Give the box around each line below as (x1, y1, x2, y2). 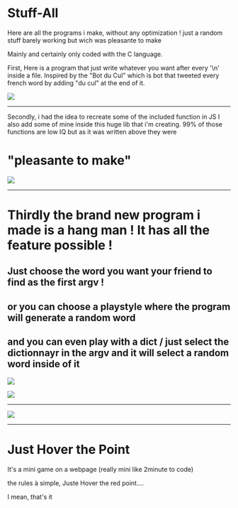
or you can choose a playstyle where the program (7, 301, 231, 313)
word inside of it (7, 358, 80, 370)
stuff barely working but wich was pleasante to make (7, 36, 161, 44)
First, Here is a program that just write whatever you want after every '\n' (7, 63, 220, 72)
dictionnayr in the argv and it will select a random (7, 347, 229, 360)
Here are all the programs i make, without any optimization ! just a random (7, 28, 223, 37)
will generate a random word (7, 311, 136, 324)
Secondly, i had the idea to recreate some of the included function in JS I (7, 112, 220, 121)
